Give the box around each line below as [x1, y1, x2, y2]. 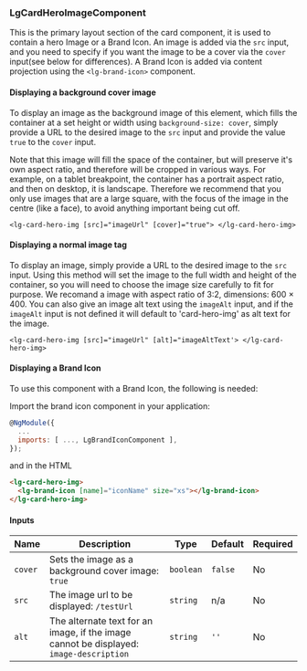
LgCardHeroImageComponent [9, 6, 146, 19]
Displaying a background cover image [9, 87, 157, 98]
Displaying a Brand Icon [9, 362, 102, 373]
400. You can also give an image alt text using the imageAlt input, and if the [9, 299, 294, 309]
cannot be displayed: [48, 637, 139, 650]
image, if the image [48, 626, 132, 639]
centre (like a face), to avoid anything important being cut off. [9, 203, 240, 214]
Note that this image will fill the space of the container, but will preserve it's [9, 153, 293, 165]
